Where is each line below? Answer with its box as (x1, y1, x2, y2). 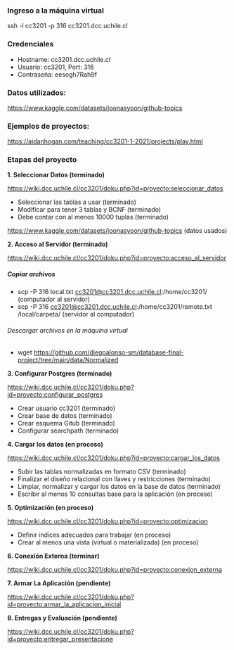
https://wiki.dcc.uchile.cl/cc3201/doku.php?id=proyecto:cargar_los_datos (7, 453, 220, 462)
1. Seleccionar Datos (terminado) (7, 171, 105, 179)
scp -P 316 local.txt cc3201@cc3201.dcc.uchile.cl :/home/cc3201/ (17, 288, 207, 296)
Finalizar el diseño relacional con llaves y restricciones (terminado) (17, 474, 211, 483)
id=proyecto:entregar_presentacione (7, 635, 114, 643)
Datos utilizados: (7, 87, 67, 97)
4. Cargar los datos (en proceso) (7, 440, 104, 448)
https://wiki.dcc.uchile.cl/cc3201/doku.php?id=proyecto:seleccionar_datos (7, 184, 223, 193)
